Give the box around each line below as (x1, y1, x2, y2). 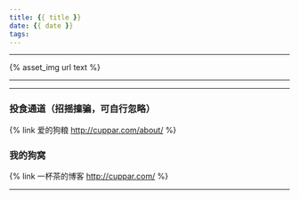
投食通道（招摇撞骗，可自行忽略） (9, 103, 156, 115)
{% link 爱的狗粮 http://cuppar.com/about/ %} (9, 124, 177, 135)
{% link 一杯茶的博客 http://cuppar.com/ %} (9, 171, 169, 181)
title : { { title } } (9, 12, 82, 22)
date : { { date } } (9, 21, 74, 30)
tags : (9, 29, 29, 38)
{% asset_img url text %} (9, 62, 101, 73)
